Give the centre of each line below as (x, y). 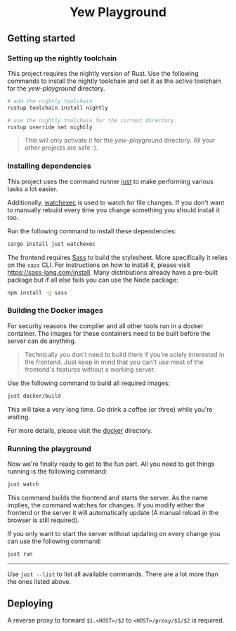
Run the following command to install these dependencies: (92, 231)
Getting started (41, 38)
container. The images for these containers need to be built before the (109, 333)
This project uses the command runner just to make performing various (111, 181)
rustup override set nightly (50, 127)
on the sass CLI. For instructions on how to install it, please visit (99, 265)
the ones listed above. (39, 581)
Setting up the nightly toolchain (62, 58)
